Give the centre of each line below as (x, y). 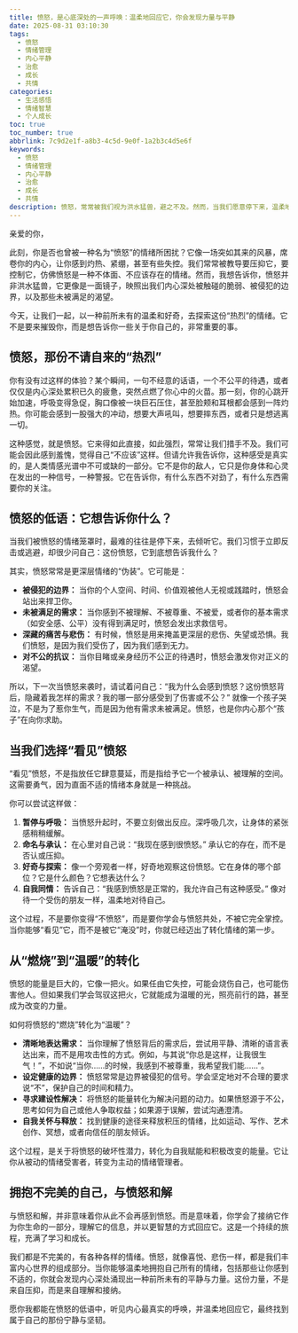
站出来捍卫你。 (49, 601)
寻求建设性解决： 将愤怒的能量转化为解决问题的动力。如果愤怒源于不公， (155, 1099)
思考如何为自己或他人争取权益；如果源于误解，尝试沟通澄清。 (135, 1110)
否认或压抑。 (45, 856)
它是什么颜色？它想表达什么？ (92, 878)
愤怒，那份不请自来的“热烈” (86, 357)
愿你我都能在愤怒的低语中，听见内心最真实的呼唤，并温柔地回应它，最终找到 (149, 1308)
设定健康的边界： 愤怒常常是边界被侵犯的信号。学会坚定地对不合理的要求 (155, 1077)
